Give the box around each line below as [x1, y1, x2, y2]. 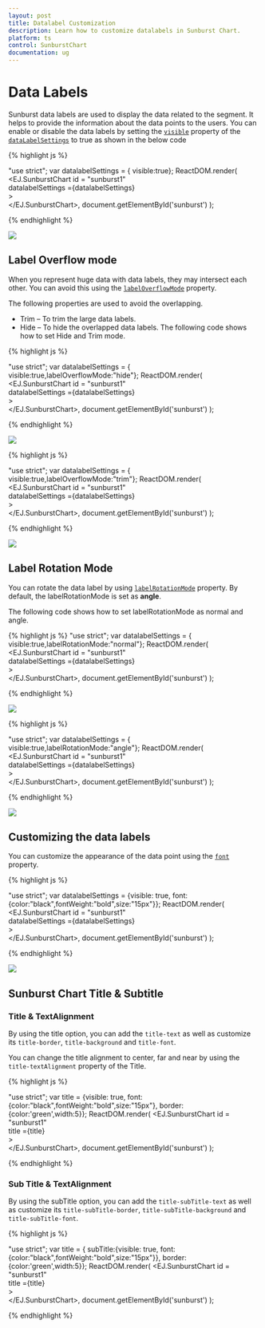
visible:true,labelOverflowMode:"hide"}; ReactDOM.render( [8, 370, 203, 380]
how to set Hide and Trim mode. [19, 330, 126, 340]
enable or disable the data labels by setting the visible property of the [8, 126, 241, 136]
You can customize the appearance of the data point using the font [8, 852, 230, 861]
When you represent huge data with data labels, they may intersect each [8, 275, 247, 284]
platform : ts [8, 34, 52, 42]
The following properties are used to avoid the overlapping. [8, 298, 204, 308]
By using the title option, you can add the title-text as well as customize [8, 1029, 251, 1038]
